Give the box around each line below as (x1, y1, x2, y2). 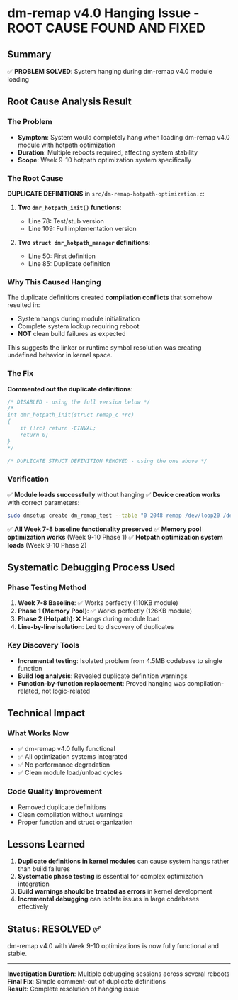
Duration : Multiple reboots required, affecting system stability (17, 148, 198, 157)
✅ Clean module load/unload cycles (17, 768, 123, 777)
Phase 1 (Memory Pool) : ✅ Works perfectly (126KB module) (17, 606, 193, 615)
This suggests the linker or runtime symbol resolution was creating (7, 343, 202, 352)
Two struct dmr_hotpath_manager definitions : (17, 238, 151, 246)
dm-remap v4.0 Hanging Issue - (7, 5, 200, 21)
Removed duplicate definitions (17, 803, 107, 811)
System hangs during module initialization (17, 314, 140, 323)
